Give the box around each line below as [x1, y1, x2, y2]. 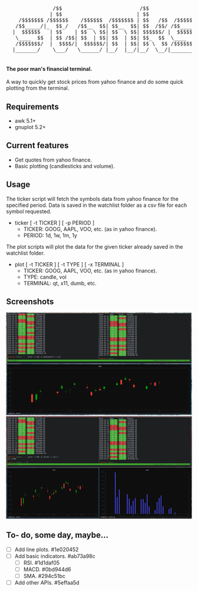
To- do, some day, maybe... [6, 530, 109, 540]
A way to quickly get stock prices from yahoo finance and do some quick [6, 78, 184, 85]
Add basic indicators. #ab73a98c [14, 552, 95, 559]
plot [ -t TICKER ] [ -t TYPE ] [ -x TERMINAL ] [14, 260, 124, 268]
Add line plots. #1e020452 [14, 546, 79, 553]
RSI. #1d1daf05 [23, 559, 60, 566]
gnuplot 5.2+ [14, 124, 46, 131]
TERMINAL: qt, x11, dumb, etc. [23, 279, 97, 286]
